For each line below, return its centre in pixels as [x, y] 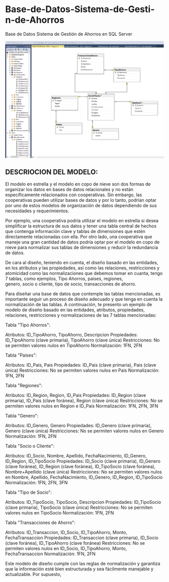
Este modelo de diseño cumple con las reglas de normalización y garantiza [83, 564]
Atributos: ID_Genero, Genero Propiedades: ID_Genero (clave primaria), [78, 426]
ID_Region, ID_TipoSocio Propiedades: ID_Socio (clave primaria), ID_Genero [83, 461]
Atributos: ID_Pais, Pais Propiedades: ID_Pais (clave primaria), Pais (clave [81, 365]
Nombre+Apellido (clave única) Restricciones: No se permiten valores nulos [83, 472]
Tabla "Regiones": [24, 386]
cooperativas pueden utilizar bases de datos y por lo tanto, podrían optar [81, 200]
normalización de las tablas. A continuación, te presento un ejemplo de [79, 305]
